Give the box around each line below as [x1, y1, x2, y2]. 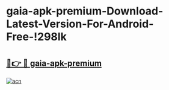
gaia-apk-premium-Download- [6, 4, 164, 18]
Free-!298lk [6, 30, 67, 43]
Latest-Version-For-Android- [6, 17, 154, 31]
